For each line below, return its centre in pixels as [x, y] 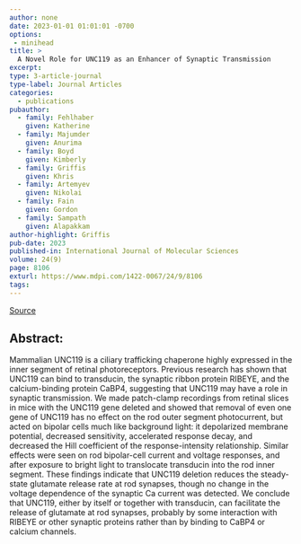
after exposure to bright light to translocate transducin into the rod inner [142, 465]
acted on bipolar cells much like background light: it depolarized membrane [149, 426]
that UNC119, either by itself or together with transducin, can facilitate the [145, 503]
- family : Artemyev [54, 185]
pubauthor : [30, 110]
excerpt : [26, 68]
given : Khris [50, 176]
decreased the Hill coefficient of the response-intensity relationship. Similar [149, 446]
